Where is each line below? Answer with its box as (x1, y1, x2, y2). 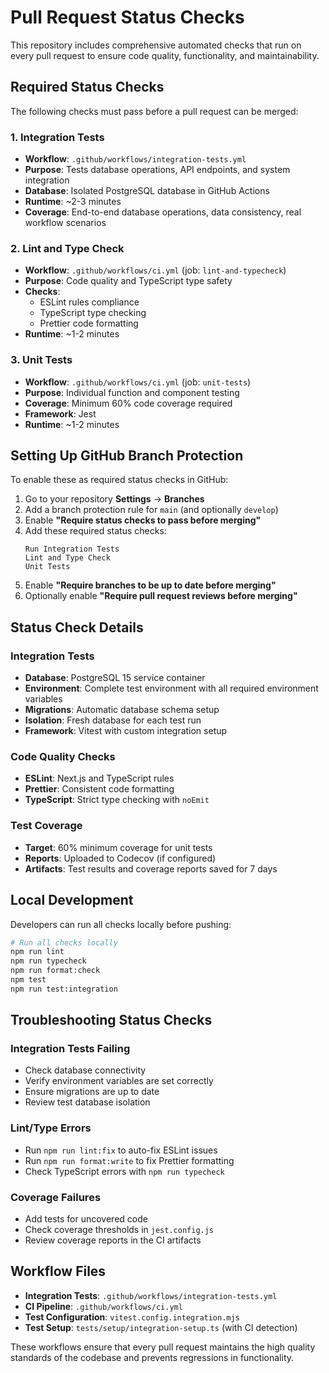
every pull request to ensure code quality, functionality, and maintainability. (10, 49, 320, 61)
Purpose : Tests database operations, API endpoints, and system (24, 164, 291, 176)
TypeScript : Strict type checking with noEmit (24, 794, 210, 806)
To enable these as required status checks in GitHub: (10, 474, 229, 486)
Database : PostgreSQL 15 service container (24, 672, 206, 684)
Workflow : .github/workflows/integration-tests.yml (24, 153, 247, 165)
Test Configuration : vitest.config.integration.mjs (24, 1311, 240, 1323)
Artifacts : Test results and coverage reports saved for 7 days (24, 862, 278, 875)
